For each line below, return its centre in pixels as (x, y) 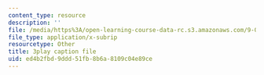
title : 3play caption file (52, 52)
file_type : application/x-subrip (63, 37)
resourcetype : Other (42, 45)
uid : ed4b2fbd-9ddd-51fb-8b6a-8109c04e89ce (81, 59)
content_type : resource (47, 15)
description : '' (35, 23)
